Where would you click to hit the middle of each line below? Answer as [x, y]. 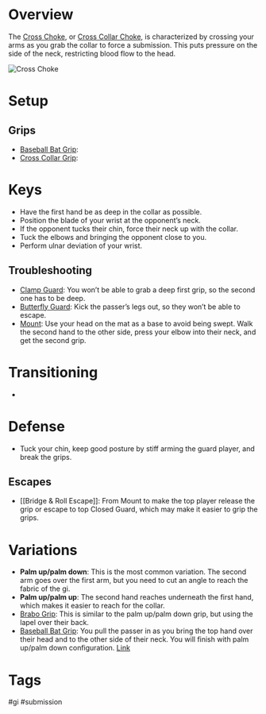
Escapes [30, 482]
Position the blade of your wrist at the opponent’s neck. [110, 220]
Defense [37, 426]
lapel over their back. [54, 623]
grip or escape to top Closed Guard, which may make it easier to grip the [139, 509]
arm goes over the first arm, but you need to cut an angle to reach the [134, 581]
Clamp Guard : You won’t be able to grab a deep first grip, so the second [137, 289]
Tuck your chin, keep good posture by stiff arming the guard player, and [137, 448]
